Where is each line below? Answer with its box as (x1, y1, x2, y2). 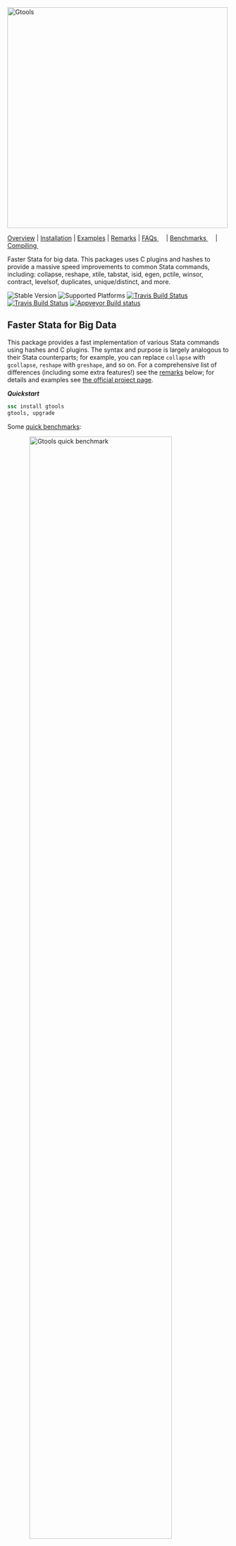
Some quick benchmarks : (7, 422, 82, 430)
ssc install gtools (7, 403, 65, 410)
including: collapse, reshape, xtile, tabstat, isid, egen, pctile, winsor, (7, 270, 204, 278)
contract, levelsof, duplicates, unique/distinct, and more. (7, 278, 171, 285)
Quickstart (7, 389, 40, 398)
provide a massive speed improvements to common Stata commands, (7, 263, 210, 271)
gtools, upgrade (7, 409, 55, 416)
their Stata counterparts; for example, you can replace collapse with (7, 353, 206, 361)
